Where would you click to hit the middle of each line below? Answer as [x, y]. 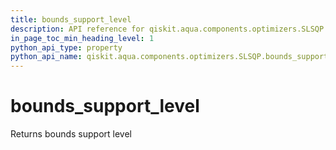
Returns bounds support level [71, 134]
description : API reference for [77, 29]
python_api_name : [46, 57]
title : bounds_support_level [71, 19]
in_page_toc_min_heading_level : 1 [82, 38]
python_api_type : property [66, 47]
